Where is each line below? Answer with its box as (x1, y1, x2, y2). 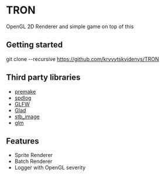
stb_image (14, 113, 40, 120)
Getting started (6, 40, 63, 50)
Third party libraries (6, 73, 81, 83)
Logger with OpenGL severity (14, 164, 86, 171)
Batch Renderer (14, 158, 53, 165)
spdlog (14, 94, 32, 101)
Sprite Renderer (14, 152, 53, 159)
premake (14, 88, 36, 95)
